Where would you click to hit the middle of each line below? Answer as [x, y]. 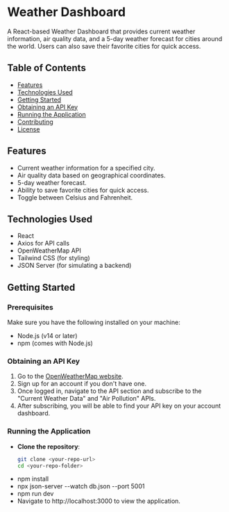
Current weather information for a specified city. [86, 168]
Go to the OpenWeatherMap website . [70, 376]
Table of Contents [47, 68]
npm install [33, 479]
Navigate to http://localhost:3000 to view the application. [99, 501]
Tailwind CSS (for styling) [53, 258]
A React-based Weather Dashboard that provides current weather [101, 31]
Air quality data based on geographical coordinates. [91, 175]
